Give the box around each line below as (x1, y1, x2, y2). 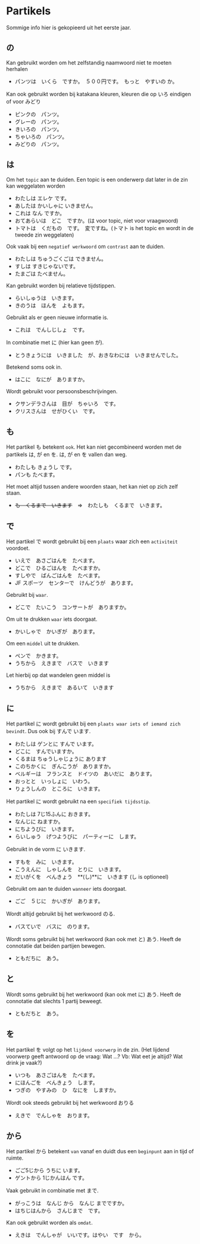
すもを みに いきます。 (14, 859, 77, 865)
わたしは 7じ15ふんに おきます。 (14, 811, 94, 817)
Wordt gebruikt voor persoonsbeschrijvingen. (6, 387, 118, 395)
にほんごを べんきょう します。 (14, 1078, 98, 1086)
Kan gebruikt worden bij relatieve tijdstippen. (6, 282, 116, 289)
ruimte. (6, 1154, 24, 1162)
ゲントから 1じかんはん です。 (14, 1174, 87, 1181)
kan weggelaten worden (6, 182, 65, 189)
